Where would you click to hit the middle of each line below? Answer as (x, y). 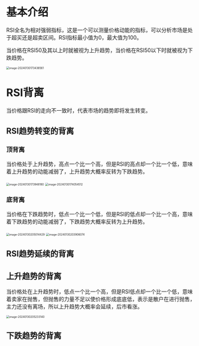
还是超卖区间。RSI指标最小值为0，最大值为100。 (82, 37)
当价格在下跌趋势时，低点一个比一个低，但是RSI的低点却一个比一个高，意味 (99, 214)
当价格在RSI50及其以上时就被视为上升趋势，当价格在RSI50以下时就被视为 (97, 50)
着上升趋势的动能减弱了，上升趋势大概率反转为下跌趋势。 (77, 171)
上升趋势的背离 (34, 276)
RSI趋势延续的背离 (40, 254)
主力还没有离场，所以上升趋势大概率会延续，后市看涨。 (74, 306)
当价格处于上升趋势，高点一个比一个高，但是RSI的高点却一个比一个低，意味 (99, 164)
